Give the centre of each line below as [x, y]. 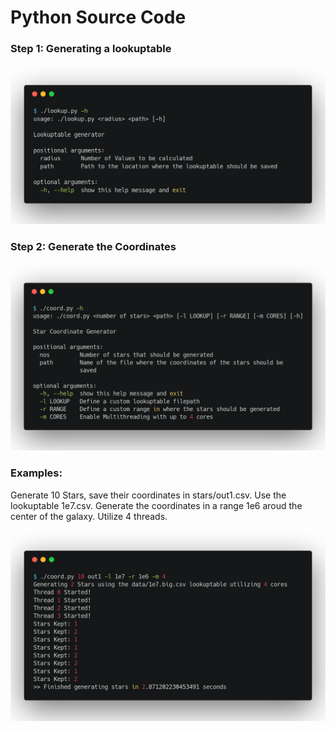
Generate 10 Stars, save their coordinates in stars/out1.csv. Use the [148, 495]
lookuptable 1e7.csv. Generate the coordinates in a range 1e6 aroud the [156, 505]
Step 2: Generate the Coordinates [93, 246]
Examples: [36, 473]
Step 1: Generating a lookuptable [91, 49]
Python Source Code [98, 17]
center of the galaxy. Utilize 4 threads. [89, 516]
